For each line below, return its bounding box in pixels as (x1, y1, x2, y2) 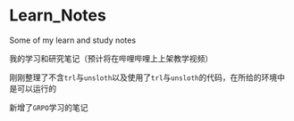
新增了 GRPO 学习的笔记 (9, 101, 88, 112)
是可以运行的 (9, 83, 56, 93)
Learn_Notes (9, 5, 107, 26)
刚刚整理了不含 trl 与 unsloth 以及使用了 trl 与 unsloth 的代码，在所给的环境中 (9, 72, 286, 83)
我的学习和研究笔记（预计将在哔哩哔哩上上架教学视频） (9, 52, 213, 63)
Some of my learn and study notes (9, 35, 137, 45)
